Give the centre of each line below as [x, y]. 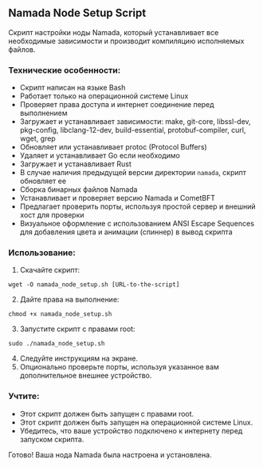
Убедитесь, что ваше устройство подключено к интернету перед [131, 430]
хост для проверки [52, 215]
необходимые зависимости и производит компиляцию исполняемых [126, 41]
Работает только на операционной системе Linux [104, 96]
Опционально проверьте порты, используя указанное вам [119, 367]
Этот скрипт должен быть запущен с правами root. [107, 413]
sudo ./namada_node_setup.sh [57, 344]
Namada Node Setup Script [77, 13]
